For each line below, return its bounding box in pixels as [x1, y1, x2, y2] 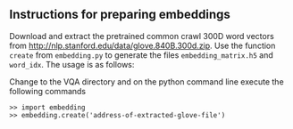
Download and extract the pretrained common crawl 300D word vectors [9, 30, 274, 41]
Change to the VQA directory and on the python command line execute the [9, 76, 284, 87]
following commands [9, 85, 87, 96]
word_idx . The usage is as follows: [9, 59, 135, 69]
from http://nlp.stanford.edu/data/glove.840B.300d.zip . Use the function [9, 40, 276, 51]
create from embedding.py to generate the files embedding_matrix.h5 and [9, 49, 274, 60]
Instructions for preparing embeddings [9, 7, 230, 22]
